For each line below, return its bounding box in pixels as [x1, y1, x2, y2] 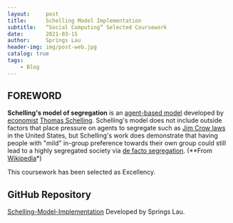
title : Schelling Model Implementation [7, 17, 142, 24]
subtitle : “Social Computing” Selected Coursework [7, 24, 167, 31]
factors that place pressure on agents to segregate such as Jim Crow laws [7, 124, 226, 133]
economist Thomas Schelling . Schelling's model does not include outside [7, 116, 222, 125]
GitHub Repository [7, 188, 91, 200]
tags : [7, 57, 24, 64]
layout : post [7, 10, 59, 18]
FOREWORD [7, 90, 62, 102]
